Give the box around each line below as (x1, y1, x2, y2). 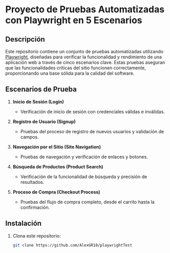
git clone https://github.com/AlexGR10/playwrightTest (12, 242, 133, 248)
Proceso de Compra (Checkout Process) (12, 188, 101, 195)
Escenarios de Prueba (5, 85, 77, 94)
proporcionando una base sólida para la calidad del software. (5, 70, 135, 76)
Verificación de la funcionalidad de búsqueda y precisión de (20, 173, 147, 180)
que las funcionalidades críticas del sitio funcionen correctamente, (5, 65, 146, 71)
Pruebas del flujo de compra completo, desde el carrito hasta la (20, 199, 155, 205)
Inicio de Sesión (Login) (12, 98, 64, 104)
